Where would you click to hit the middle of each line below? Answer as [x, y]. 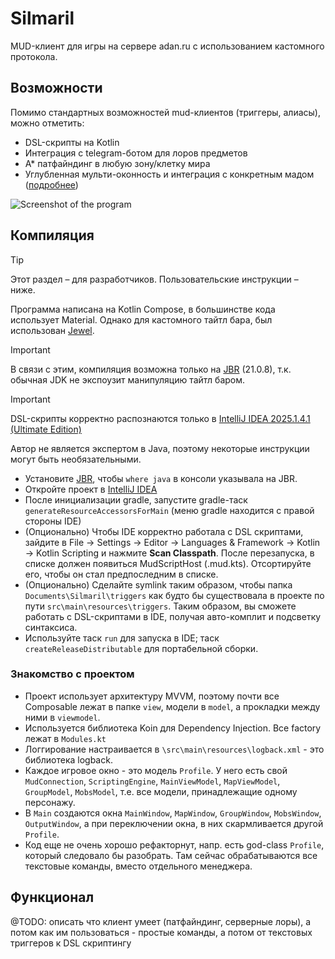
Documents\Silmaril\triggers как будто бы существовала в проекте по [174, 595]
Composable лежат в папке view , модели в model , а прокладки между [172, 706]
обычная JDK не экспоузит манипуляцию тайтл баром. [128, 379]
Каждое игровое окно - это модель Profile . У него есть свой [156, 770]
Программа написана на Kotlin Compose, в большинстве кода [143, 309]
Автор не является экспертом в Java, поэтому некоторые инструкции [160, 448]
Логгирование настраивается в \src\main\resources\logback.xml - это [174, 749]
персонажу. [50, 802]
